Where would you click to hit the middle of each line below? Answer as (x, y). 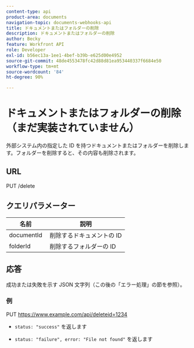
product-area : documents (36, 17)
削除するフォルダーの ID (83, 246)
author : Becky (24, 39)
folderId (20, 246)
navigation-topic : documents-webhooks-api (59, 22)
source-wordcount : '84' (35, 72)
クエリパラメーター (41, 206)
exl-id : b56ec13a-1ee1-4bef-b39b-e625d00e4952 (64, 55)
